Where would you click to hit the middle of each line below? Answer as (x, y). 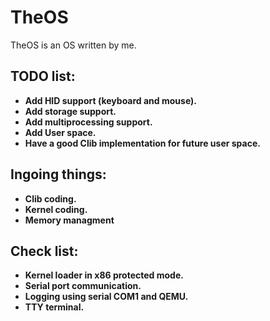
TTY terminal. (54, 307)
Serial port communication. (83, 286)
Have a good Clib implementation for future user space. (142, 143)
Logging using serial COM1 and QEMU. (106, 297)
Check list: (44, 251)
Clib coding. (50, 198)
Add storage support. (70, 111)
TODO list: (43, 76)
